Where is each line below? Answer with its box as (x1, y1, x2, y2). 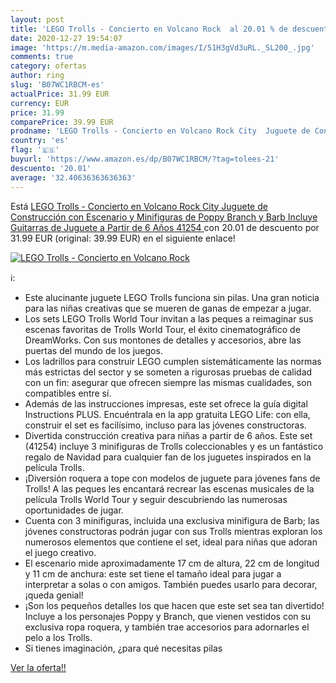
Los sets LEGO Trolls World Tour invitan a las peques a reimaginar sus (24, 312, 314, 325)
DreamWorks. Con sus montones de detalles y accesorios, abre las (24, 334, 302, 346)
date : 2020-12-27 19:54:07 (10, 33, 123, 43)
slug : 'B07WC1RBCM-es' (10, 80, 105, 90)
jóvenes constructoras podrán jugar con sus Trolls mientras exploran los (24, 525, 323, 537)
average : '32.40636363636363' (10, 172, 137, 183)
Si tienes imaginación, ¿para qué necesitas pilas (24, 642, 223, 654)
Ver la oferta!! (10, 661, 67, 673)
